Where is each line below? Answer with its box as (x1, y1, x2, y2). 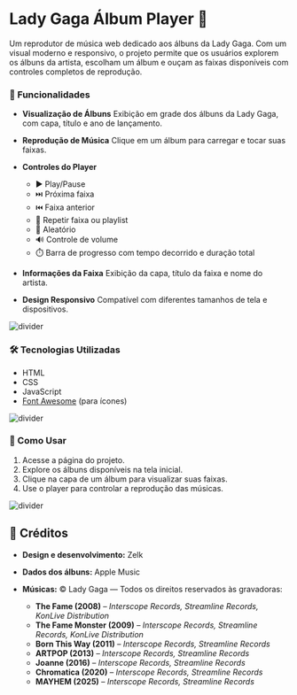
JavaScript (21, 386, 62, 397)
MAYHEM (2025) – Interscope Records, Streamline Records (35, 676, 255, 686)
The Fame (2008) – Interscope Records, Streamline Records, (35, 600, 259, 611)
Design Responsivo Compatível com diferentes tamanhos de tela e (21, 295, 268, 305)
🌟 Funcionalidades (9, 89, 90, 101)
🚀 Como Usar (9, 435, 66, 447)
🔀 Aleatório (35, 224, 76, 235)
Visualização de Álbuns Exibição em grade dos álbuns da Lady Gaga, (21, 109, 279, 120)
